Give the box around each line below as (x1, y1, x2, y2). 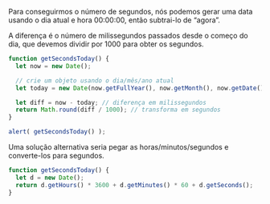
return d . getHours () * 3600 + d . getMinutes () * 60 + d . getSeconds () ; (15, 181, 254, 189)
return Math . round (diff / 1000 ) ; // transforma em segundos (15, 106, 221, 114)
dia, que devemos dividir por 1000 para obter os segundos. (8, 39, 204, 49)
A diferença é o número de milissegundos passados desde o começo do (8, 31, 248, 40)
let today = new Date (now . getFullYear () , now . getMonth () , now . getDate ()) (15, 84, 268, 92)
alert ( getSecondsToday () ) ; (8, 128, 106, 136)
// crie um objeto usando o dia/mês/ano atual (15, 76, 174, 85)
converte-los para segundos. (8, 151, 104, 160)
